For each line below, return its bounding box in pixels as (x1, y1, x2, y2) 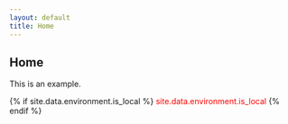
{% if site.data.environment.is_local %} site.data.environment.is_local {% (9, 96, 280, 107)
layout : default (9, 13, 70, 22)
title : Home (9, 22, 54, 31)
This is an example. (9, 78, 81, 90)
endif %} (9, 105, 42, 117)
